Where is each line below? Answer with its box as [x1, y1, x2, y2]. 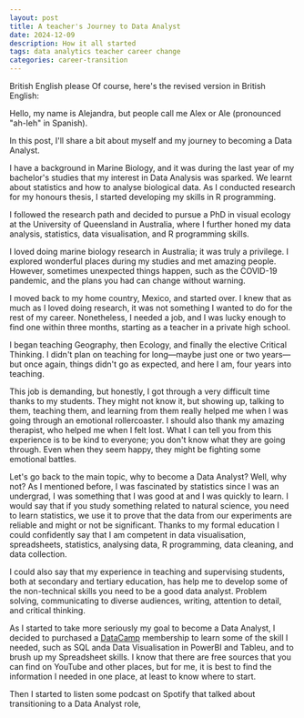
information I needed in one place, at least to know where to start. [9, 671, 257, 682]
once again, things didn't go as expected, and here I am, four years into [24, 359, 292, 369]
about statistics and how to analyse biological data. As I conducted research [9, 182, 296, 192]
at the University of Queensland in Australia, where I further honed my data [9, 219, 291, 229]
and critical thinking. [9, 605, 86, 615]
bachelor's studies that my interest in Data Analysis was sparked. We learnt [9, 172, 293, 183]
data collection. [9, 549, 67, 560]
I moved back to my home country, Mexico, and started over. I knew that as [9, 293, 292, 303]
